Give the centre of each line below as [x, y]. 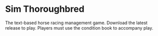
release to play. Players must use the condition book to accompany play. [79, 28]
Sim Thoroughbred [45, 9]
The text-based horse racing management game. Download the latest [76, 23]
